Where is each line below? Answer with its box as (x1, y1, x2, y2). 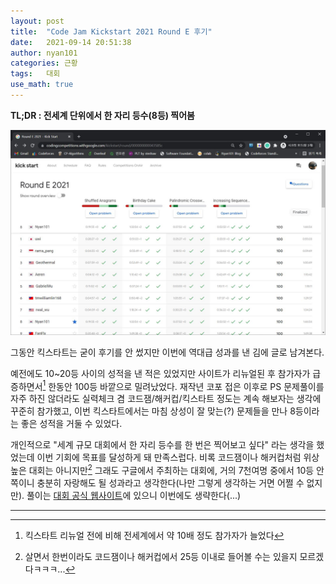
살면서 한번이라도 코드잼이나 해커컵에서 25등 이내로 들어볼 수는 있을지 (24, 550, 298, 562)
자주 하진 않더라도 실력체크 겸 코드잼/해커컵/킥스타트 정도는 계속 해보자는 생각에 (10, 393, 322, 405)
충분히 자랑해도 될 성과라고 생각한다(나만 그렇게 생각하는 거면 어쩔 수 (36, 476, 305, 489)
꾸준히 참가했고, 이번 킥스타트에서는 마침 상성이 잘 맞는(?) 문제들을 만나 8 (10, 405, 296, 417)
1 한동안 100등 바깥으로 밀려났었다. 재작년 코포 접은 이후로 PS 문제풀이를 (42, 378, 325, 392)
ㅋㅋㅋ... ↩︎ (33, 563, 76, 575)
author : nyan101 (10, 48, 78, 58)
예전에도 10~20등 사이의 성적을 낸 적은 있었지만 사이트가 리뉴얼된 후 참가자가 (10, 367, 311, 379)
